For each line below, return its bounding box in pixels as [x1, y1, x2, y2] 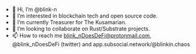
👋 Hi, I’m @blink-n [12, 6, 57, 13]
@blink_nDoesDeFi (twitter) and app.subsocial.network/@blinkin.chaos [12, 41, 190, 48]
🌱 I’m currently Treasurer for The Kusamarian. [12, 19, 127, 25]
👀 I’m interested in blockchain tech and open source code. [12, 12, 158, 19]
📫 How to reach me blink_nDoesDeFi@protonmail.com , [12, 32, 152, 39]
